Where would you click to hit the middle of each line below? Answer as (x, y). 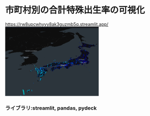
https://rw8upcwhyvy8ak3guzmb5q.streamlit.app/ (57, 24)
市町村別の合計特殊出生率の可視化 (75, 10)
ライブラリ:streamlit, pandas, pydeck (51, 108)
